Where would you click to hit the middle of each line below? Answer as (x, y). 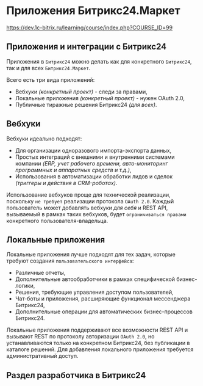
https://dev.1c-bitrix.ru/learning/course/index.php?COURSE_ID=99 (89, 27)
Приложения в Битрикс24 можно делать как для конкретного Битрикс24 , (99, 61)
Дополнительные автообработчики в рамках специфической (95, 279)
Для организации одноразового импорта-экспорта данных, (93, 150)
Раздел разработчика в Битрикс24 (76, 375)
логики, (25, 286)
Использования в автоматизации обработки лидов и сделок (94, 176)
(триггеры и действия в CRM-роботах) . (66, 183)
